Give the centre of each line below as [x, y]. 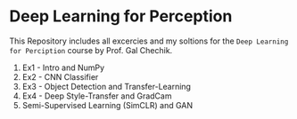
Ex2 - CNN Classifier [60, 76]
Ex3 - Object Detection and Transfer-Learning [107, 86]
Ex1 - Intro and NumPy [63, 67]
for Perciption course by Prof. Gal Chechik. [91, 50]
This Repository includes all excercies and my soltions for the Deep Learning [149, 41]
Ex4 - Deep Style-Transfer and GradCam [97, 96]
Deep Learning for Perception [121, 16]
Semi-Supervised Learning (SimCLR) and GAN [107, 105]
